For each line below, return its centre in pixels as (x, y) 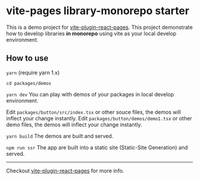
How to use (27, 58)
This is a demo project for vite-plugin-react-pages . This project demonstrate (99, 27)
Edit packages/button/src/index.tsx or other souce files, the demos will (94, 112)
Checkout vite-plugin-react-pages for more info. (65, 171)
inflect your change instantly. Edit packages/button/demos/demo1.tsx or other (99, 118)
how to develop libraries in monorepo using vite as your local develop (91, 33)
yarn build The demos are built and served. (60, 136)
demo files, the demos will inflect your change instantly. (74, 125)
